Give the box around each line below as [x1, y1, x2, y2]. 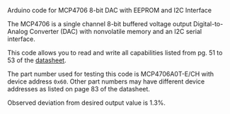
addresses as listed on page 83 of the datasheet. [7, 85, 151, 93]
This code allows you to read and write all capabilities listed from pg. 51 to [7, 49, 223, 57]
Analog [7, 28, 28, 35]
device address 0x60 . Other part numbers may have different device [7, 77, 205, 86]
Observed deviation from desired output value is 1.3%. [7, 98, 166, 107]
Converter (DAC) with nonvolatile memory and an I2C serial [29, 28, 202, 35]
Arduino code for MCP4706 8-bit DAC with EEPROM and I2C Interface [7, 6, 212, 14]
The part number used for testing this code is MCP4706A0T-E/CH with [7, 70, 214, 78]
